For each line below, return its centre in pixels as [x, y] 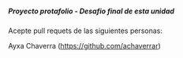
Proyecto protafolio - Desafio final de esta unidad [91, 11]
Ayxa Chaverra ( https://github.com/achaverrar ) [85, 45]
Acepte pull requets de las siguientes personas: [86, 31]
